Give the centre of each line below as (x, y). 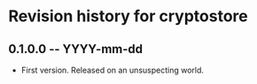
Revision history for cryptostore (128, 16)
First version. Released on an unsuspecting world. (113, 70)
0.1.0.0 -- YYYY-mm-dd (76, 49)
